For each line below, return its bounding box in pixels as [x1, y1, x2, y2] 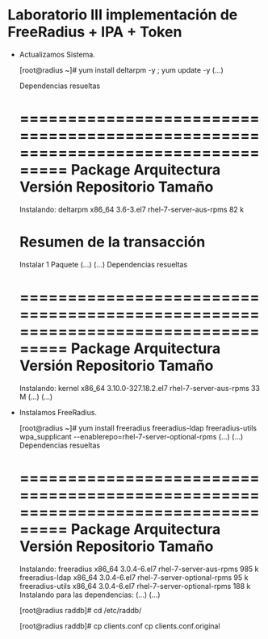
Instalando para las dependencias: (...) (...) [19, 590, 161, 599]
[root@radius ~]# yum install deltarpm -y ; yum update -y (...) [19, 65, 224, 74]
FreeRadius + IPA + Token [7, 23, 182, 41]
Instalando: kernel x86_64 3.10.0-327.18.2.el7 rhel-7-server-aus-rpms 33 [19, 383, 260, 393]
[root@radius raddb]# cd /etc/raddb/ [19, 605, 142, 615]
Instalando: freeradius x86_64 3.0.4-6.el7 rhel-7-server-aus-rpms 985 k [19, 564, 259, 574]
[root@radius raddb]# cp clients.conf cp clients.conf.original [19, 620, 220, 631]
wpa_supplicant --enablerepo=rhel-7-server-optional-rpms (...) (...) [19, 431, 244, 441]
